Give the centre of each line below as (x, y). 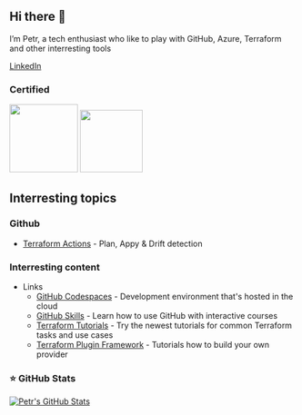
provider (52, 354)
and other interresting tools (60, 48)
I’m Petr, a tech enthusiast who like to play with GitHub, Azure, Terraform (146, 38)
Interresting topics (63, 198)
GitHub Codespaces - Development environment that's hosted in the (165, 297)
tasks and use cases (75, 335)
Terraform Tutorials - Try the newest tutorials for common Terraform (164, 326)
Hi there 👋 (38, 17)
